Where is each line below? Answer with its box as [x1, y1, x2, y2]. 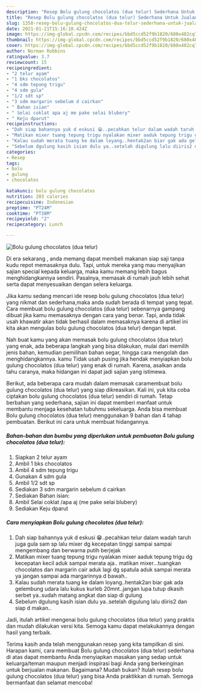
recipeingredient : [6, 65, 52, 71]
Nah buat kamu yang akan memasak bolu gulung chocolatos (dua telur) [6, 336, 183, 343]
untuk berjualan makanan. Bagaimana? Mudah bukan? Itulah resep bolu [6, 666, 183, 673]
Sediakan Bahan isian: [14, 492, 70, 499]
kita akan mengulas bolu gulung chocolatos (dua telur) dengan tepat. [6, 324, 177, 332]
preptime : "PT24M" [6, 204, 52, 211]
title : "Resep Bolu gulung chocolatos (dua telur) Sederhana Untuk [6, 14, 179, 21]
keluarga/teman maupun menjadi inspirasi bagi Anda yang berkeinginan [6, 660, 184, 667]
